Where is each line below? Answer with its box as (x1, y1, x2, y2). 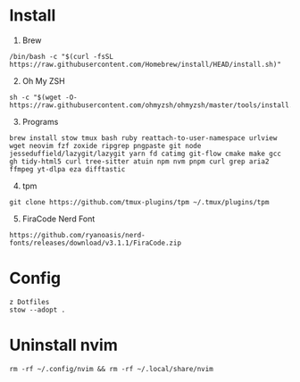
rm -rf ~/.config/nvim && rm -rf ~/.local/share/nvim (9, 364, 214, 373)
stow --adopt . (9, 305, 66, 314)
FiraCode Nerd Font (21, 213, 96, 224)
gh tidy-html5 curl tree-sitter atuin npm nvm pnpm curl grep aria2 (9, 157, 270, 166)
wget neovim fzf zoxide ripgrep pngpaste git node (9, 141, 202, 150)
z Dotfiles (9, 297, 50, 306)
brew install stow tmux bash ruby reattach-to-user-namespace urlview (9, 133, 278, 143)
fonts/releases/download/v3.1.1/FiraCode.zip (9, 238, 181, 247)
